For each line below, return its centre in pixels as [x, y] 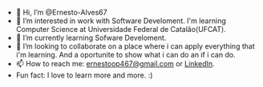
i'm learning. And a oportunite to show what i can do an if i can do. [125, 55]
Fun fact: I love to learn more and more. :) [84, 75]
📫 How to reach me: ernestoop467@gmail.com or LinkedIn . [115, 63]
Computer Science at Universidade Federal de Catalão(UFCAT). [121, 29]
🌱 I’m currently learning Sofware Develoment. [91, 38]
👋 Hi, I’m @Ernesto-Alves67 [61, 12]
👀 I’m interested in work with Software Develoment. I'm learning [121, 21]
